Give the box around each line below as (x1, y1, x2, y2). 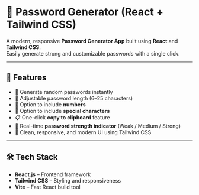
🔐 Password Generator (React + (6, 5, 164, 19)
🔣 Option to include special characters (14, 107, 110, 114)
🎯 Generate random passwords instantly (14, 88, 113, 95)
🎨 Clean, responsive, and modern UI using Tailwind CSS (14, 128, 152, 135)
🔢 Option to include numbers (14, 100, 86, 108)
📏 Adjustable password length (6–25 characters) (14, 95, 133, 102)
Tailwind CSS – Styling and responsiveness (14, 177, 121, 184)
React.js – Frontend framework (14, 171, 91, 178)
